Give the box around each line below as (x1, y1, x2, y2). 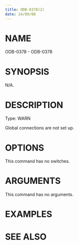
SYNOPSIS (5, 66, 50, 77)
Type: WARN (5, 115, 31, 121)
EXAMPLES (5, 209, 52, 220)
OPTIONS (5, 142, 44, 153)
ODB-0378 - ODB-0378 (5, 49, 53, 55)
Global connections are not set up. (5, 125, 75, 131)
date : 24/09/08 (5, 12, 36, 17)
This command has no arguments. (5, 192, 74, 198)
